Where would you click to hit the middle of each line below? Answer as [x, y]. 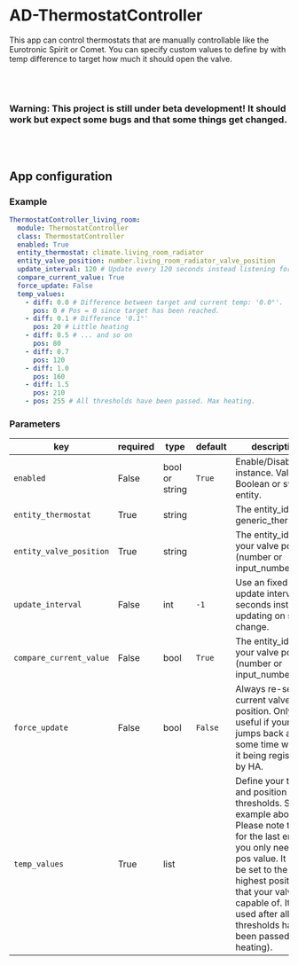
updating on [260, 616]
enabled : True [43, 245]
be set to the [262, 870]
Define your [260, 781]
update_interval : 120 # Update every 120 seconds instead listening [146, 270]
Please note [260, 826]
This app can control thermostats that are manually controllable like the [139, 40]
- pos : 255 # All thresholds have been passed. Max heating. [140, 401]
